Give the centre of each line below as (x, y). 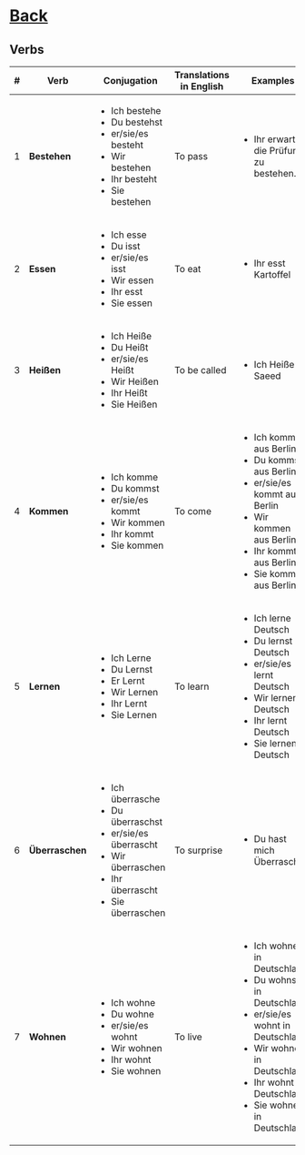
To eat (187, 269)
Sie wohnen (136, 1071)
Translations (202, 75)
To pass (191, 156)
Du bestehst (137, 122)
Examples (273, 81)
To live (188, 1037)
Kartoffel (272, 274)
